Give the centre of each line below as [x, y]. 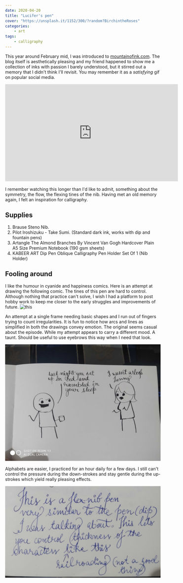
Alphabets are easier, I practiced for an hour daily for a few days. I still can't [82, 469]
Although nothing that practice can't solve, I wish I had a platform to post [79, 296]
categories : [17, 26]
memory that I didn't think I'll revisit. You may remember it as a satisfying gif [82, 72]
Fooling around [29, 274]
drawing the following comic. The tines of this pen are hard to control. [76, 291]
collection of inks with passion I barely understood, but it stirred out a [76, 67]
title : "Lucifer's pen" [30, 16]
